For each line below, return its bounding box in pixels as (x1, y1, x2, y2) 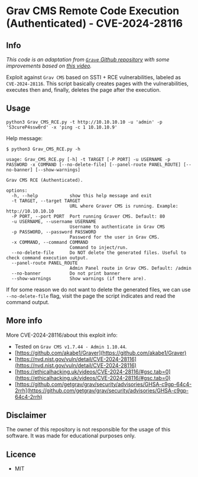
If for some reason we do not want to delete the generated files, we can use (6, 286, 191, 293)
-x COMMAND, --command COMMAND (11, 239, 89, 245)
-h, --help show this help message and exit (11, 192, 152, 199)
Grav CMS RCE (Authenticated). (6, 177, 83, 183)
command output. (6, 298, 50, 305)
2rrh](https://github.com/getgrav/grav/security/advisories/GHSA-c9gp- (14, 386, 189, 394)
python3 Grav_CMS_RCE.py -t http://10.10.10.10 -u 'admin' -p (6, 119, 163, 125)
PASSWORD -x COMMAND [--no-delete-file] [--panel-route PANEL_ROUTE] (6, 162, 181, 167)
